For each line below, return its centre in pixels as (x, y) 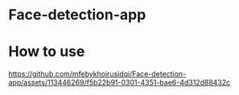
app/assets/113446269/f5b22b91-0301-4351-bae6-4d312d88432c (119, 83)
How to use (47, 52)
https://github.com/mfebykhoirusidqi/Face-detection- (97, 74)
